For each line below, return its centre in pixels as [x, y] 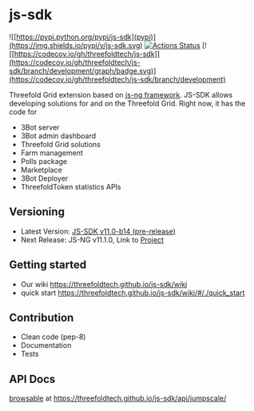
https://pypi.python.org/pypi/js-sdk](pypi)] [86, 37]
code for [23, 112]
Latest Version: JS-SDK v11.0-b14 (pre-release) [98, 231]
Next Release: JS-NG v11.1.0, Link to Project [92, 239]
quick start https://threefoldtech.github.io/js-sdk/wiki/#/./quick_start [133, 293]
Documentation [46, 345]
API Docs [32, 379]
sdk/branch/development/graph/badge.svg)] [83, 70]
